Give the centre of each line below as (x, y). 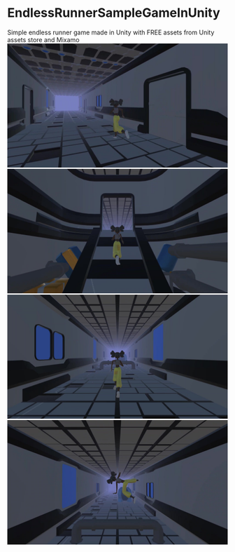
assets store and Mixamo (43, 39)
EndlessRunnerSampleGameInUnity (114, 13)
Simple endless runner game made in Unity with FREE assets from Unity (111, 32)
